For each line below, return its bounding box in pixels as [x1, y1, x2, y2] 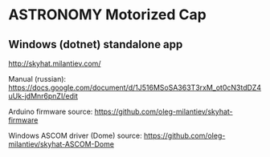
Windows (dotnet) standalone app [8, 38, 183, 51]
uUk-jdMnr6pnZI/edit [8, 91, 79, 101]
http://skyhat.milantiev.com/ [8, 58, 101, 68]
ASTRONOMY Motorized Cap [8, 6, 207, 24]
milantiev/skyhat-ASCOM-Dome [8, 139, 115, 149]
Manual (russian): [8, 74, 67, 83]
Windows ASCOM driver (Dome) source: [8, 131, 142, 140]
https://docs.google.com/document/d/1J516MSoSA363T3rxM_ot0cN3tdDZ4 [8, 83, 262, 92]
